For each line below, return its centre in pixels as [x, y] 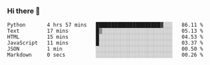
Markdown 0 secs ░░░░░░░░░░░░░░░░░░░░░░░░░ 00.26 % [105, 55]
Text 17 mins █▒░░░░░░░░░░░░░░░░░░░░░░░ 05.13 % [105, 31]
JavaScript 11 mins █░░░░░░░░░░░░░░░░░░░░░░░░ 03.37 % [105, 43]
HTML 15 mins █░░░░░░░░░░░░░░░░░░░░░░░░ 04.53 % [105, 37]
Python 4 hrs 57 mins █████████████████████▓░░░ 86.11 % [105, 25]
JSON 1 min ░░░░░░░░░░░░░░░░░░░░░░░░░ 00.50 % [105, 49]
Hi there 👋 [24, 11]
